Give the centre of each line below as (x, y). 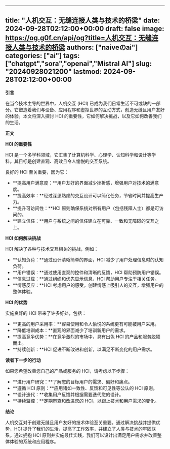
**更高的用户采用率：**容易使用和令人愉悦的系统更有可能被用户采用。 (86, 324)
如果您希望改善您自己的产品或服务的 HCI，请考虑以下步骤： (68, 371)
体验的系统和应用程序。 (34, 441)
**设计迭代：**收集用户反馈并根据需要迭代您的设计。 (68, 394)
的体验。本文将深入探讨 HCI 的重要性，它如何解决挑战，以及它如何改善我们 (83, 116)
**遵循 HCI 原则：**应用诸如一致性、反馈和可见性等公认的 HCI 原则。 (85, 388)
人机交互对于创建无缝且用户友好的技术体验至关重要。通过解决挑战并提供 (80, 422)
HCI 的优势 (16, 302)
